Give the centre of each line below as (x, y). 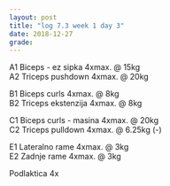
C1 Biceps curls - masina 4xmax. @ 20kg (84, 120)
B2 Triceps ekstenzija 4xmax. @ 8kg (76, 104)
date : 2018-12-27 (41, 34)
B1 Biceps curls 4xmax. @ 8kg (64, 94)
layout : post (33, 17)
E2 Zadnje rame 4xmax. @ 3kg (65, 157)
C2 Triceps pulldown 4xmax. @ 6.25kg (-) (85, 130)
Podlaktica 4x (34, 174)
